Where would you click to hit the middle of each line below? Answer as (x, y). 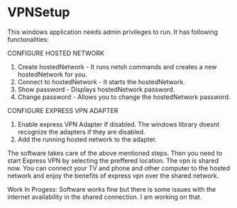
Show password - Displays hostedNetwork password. (96, 89)
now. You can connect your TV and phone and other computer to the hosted (119, 168)
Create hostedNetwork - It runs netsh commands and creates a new (117, 67)
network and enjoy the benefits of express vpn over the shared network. (113, 175)
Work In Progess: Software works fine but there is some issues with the (112, 189)
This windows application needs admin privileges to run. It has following (113, 32)
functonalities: (28, 39)
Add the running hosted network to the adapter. (87, 139)
